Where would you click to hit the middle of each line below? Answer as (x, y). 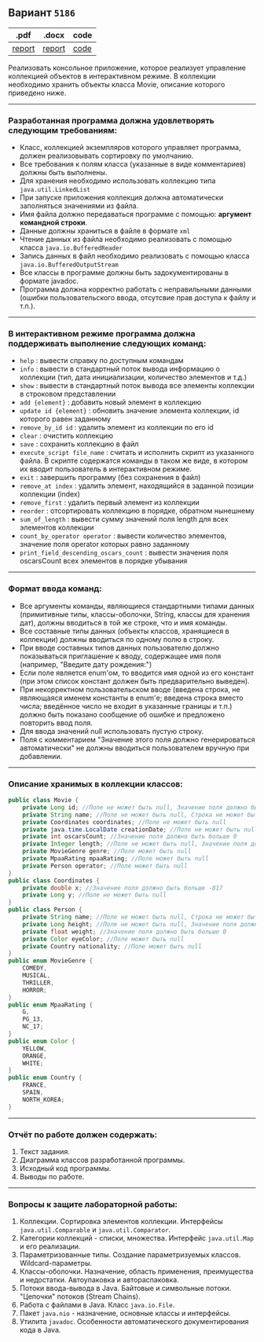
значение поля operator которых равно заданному (104, 544)
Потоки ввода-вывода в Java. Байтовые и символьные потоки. (125, 1289)
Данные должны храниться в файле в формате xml (105, 231)
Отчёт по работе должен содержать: (83, 1135)
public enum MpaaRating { (50, 1005)
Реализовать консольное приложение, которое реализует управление (127, 68)
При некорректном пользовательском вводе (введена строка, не (130, 689)
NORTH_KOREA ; (44, 1099)
